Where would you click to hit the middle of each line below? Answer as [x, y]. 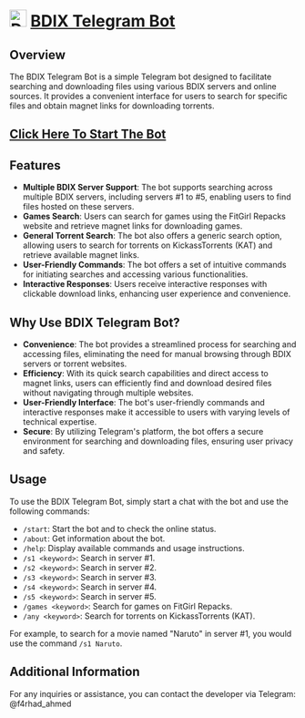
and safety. [44, 451]
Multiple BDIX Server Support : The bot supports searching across [147, 188]
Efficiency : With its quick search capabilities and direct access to [145, 374]
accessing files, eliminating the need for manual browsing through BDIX [157, 354]
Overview [38, 55]
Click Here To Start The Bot [88, 134]
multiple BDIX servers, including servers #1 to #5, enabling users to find [157, 197]
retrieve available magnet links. [81, 255]
